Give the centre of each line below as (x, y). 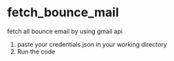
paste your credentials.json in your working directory (92, 44)
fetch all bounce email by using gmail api (65, 31)
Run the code (36, 52)
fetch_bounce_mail (63, 13)
